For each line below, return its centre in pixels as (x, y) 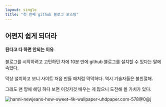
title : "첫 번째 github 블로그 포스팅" (42, 14)
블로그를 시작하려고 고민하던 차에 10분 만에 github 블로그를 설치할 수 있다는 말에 (83, 62)
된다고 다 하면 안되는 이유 (29, 49)
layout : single (21, 10)
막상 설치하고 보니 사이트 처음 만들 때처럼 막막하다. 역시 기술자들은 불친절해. (79, 78)
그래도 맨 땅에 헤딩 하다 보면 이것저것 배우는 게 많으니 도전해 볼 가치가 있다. (78, 89)
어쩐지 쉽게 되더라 (31, 36)
